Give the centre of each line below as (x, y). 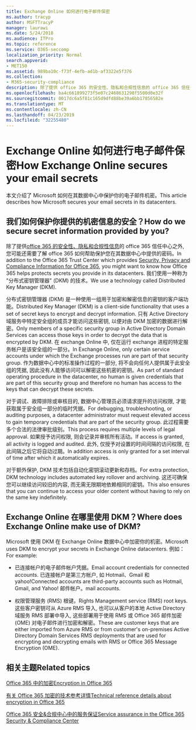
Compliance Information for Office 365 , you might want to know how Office (97, 266)
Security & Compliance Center (42, 721)
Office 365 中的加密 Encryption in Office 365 (59, 683)
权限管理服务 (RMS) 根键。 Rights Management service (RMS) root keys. (101, 601)
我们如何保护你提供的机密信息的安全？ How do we (96, 222)
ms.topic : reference (31, 44)
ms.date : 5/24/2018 (30, 33)
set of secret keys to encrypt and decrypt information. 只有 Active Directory (97, 314)
